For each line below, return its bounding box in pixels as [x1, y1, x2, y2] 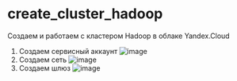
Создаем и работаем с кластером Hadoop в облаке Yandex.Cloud [7, 31, 231, 40]
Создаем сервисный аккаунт [18, 46, 118, 56]
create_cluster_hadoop [7, 5, 163, 23]
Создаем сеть [18, 55, 67, 64]
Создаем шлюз [18, 63, 71, 72]
